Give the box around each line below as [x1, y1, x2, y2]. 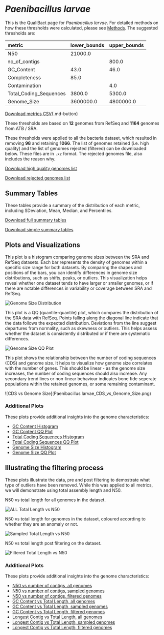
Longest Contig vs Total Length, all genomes [12, 614, 103, 620]
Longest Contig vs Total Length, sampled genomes [12, 619, 115, 625]
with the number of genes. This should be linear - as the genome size [5, 365, 145, 371]
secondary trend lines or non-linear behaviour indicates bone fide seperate [5, 375, 157, 382]
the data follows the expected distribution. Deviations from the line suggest [5, 320, 157, 326]
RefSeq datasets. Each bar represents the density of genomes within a [5, 259, 148, 265]
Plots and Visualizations [5, 241, 81, 249]
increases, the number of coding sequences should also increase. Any [5, 370, 147, 376]
